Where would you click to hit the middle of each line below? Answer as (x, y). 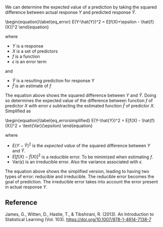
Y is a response (28, 46)
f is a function (26, 56)
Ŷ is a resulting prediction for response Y (53, 81)
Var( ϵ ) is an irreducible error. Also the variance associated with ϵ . (77, 162)
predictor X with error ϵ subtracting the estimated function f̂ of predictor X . (80, 106)
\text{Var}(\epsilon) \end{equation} (58, 126)
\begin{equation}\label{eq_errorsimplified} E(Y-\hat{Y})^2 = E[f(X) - (73, 120)
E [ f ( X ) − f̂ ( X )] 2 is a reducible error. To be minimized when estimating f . (83, 156)
